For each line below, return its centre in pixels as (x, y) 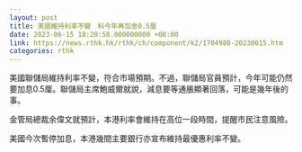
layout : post (34, 18)
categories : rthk (42, 51)
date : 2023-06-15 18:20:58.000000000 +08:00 (94, 34)
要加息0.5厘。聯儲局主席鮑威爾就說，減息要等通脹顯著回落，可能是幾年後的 (149, 89)
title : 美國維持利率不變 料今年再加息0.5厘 (83, 26)
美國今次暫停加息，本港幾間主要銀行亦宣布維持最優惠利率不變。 (127, 139)
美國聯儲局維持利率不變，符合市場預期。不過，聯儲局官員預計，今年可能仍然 (151, 78)
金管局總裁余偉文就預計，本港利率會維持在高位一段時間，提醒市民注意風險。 (151, 120)
